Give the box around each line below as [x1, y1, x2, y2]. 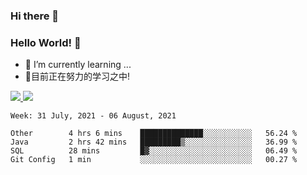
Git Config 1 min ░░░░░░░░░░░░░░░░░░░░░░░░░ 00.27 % [10, 155, 298, 165]
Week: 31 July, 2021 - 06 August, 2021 [10, 111, 177, 121]
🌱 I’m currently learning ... [24, 59, 132, 71]
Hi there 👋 [10, 9, 60, 23]
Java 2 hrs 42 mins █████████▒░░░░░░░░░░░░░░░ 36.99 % [10, 137, 298, 148]
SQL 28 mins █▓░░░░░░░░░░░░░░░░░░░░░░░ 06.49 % [10, 146, 298, 156]
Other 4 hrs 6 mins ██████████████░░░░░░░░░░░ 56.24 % [10, 129, 298, 139]
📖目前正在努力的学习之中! [24, 70, 131, 83]
